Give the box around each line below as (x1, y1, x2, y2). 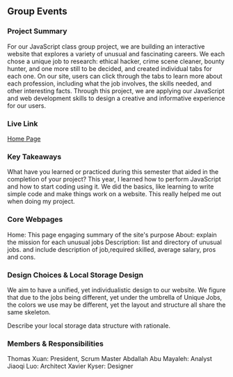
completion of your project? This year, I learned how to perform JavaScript (7, 175, 221, 184)
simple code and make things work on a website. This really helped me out (7, 190, 221, 198)
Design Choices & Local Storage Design (7, 270, 144, 280)
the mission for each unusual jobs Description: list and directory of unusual (7, 238, 223, 246)
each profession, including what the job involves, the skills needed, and (7, 79, 212, 88)
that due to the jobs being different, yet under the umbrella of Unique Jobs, (7, 293, 223, 301)
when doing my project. (7, 198, 75, 206)
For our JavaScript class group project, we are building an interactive (7, 42, 205, 51)
